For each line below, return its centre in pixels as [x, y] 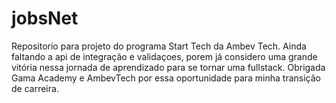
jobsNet [45, 18]
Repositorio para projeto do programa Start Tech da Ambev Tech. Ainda [159, 46]
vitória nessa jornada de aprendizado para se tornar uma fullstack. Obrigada [168, 67]
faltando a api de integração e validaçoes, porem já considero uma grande [164, 56]
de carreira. [35, 88]
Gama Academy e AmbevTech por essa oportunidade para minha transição [166, 78]
